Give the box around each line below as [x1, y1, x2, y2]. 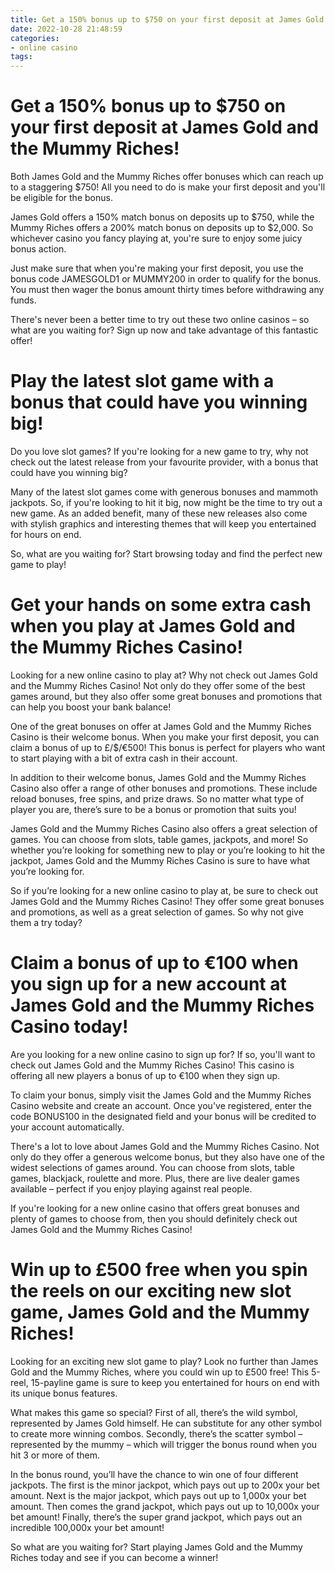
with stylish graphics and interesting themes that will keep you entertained [10, 518, 317, 530]
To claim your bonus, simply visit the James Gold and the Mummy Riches [10, 1089, 312, 1101]
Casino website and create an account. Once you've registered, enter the [10, 1099, 312, 1111]
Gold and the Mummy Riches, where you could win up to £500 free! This [10, 1366, 310, 1378]
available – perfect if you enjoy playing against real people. [10, 1182, 253, 1195]
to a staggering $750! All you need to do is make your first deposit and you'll [10, 181, 326, 193]
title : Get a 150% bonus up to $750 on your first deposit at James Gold [10, 14, 325, 25]
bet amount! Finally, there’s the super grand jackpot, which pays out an [10, 1511, 303, 1523]
